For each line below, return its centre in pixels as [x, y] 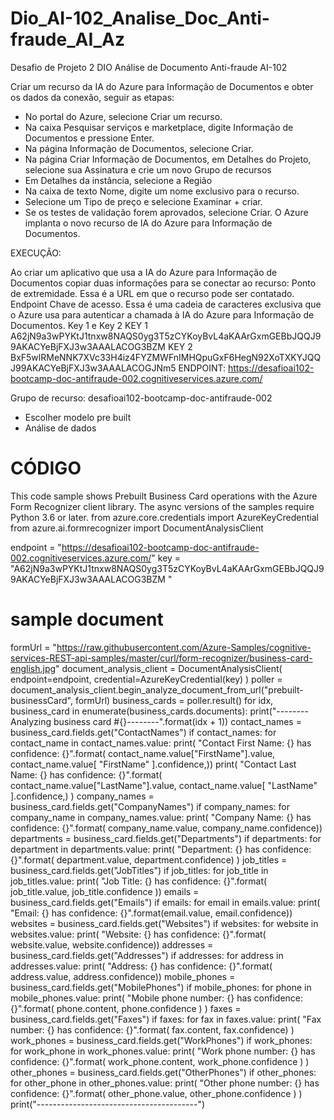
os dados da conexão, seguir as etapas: [92, 97]
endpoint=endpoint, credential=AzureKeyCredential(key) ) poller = [146, 679]
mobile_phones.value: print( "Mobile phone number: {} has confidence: [157, 998]
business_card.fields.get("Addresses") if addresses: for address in [147, 955]
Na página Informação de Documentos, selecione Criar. [139, 148]
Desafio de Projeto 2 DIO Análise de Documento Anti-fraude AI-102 [149, 67]
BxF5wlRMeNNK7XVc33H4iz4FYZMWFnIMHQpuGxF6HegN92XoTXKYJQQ [166, 357]
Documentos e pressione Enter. [89, 138]
